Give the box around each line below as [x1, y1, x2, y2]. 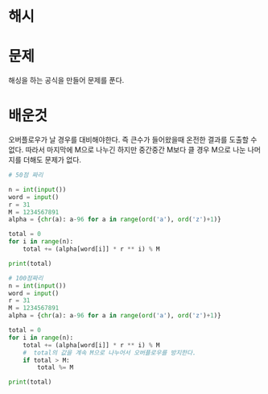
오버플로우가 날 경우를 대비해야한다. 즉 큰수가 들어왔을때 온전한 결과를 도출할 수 [8, 135, 258, 145]
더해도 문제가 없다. [23, 155, 82, 165]
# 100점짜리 [8, 274, 43, 282]
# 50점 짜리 [8, 171, 43, 180]
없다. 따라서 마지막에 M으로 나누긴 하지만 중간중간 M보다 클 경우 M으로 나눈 [8, 145, 246, 155]
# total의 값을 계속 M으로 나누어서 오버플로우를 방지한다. [23, 348, 196, 357]
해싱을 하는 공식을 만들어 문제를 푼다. [8, 76, 125, 85]
